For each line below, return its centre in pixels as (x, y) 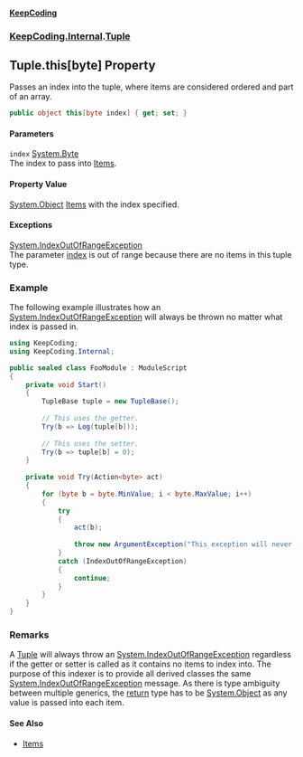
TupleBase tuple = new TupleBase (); (110, 402)
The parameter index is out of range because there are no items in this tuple (151, 254)
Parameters (32, 133)
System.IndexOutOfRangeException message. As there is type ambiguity (145, 684)
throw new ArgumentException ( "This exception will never (183, 544)
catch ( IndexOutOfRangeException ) (122, 561)
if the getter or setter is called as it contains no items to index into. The (141, 664)
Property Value (38, 184)
